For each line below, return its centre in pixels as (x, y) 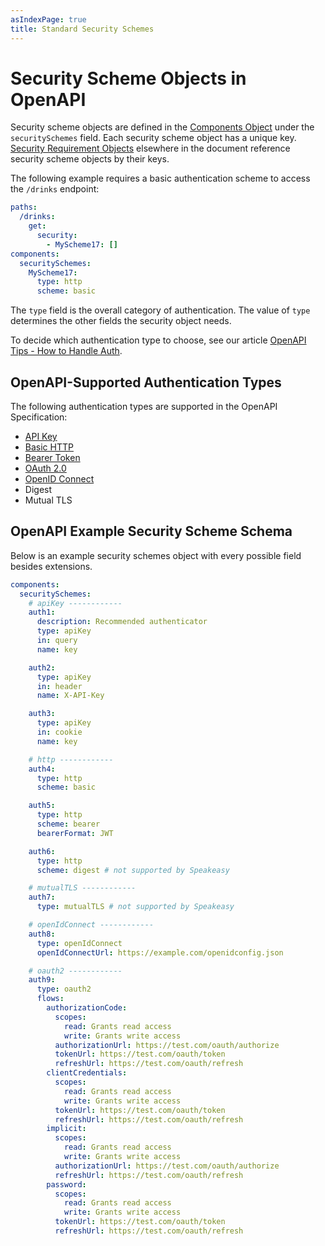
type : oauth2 (64, 989)
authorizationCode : (87, 1008)
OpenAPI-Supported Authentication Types (146, 382)
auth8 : (42, 934)
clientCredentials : (87, 1073)
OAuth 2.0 (45, 468)
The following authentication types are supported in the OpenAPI (144, 406)
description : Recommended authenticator (122, 622)
